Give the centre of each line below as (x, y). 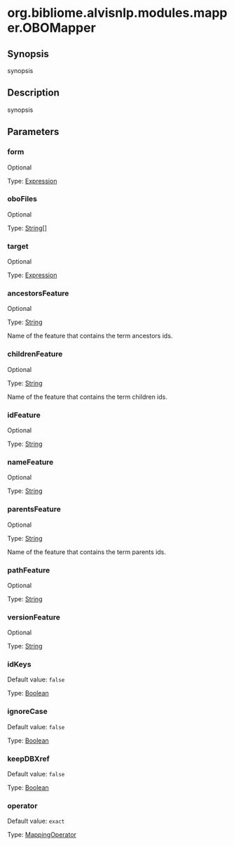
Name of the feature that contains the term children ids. (88, 397)
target (18, 246)
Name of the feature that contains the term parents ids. (87, 552)
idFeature (24, 415)
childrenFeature (35, 354)
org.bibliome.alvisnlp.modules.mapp (117, 13)
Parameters (33, 132)
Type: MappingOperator (42, 835)
